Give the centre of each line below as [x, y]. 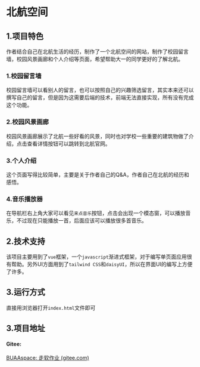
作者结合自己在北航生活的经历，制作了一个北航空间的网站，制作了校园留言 [97, 52]
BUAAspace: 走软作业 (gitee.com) [48, 358]
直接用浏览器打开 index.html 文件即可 [51, 307]
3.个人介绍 [21, 161]
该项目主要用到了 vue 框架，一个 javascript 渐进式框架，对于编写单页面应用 [97, 257]
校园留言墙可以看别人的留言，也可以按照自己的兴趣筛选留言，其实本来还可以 [100, 90]
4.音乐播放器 [24, 199]
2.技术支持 [26, 241]
